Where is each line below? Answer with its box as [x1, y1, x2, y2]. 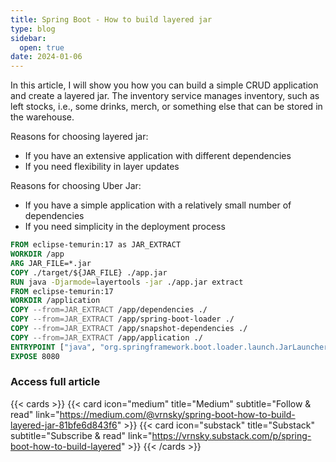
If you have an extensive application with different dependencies [24, 150, 292, 162]
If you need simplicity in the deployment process [24, 221, 226, 233]
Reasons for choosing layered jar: [10, 131, 149, 143]
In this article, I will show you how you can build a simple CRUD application [10, 79, 319, 91]
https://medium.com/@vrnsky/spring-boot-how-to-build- [59, 408, 296, 420]
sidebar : [10, 33, 47, 43]
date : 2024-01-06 [10, 52, 83, 62]
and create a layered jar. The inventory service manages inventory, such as [10, 90, 320, 102]
